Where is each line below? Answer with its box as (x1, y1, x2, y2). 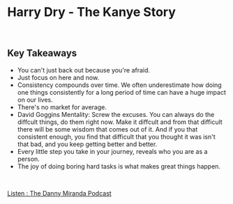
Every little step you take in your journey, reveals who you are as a (17, 147, 208, 155)
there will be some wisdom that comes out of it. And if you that (17, 125, 198, 133)
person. (17, 155, 40, 163)
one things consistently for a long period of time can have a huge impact (17, 88, 227, 96)
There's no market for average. (17, 102, 107, 111)
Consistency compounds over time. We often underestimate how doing (17, 81, 222, 89)
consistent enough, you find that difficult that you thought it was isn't (17, 132, 216, 141)
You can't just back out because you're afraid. (17, 65, 151, 74)
